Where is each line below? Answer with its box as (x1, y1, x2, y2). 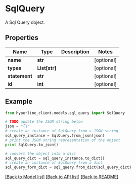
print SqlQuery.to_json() (5, 142, 58, 147)
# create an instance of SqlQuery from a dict (5, 160, 103, 165)
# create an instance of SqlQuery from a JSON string (5, 129, 119, 134)
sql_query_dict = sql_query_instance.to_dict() (5, 156, 105, 161)
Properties (5, 34, 39, 42)
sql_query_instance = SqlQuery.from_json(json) (5, 133, 105, 138)
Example (5, 97, 33, 106)
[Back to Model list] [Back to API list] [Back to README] (5, 174, 119, 180)
